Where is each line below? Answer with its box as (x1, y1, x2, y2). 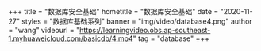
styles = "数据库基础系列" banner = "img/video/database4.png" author (21, 16, 252, 26)
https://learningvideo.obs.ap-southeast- (79, 26, 211, 35)
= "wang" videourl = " (8, 26, 80, 35)
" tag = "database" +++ (132, 34, 210, 43)
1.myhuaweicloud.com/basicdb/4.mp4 (8, 34, 133, 43)
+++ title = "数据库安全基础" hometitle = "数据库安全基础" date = (8, 7, 219, 16)
